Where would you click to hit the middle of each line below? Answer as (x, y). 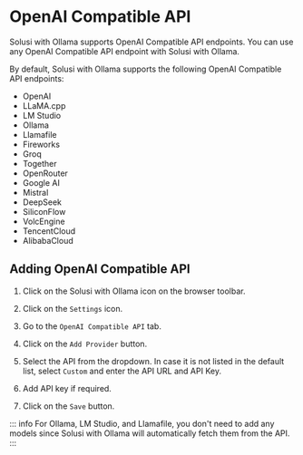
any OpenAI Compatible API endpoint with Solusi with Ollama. (125, 51)
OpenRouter (45, 173)
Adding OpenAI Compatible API (100, 269)
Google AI (41, 182)
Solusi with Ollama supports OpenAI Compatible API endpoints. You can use (151, 42)
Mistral (35, 192)
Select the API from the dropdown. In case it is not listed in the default (153, 361)
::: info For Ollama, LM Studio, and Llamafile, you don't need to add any (142, 423)
